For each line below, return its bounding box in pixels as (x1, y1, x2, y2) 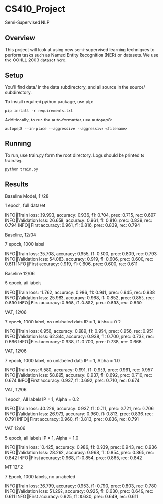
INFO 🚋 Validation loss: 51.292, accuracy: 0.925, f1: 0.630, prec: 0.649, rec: (5, 488, 154, 494)
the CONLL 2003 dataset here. (5, 57, 67, 63)
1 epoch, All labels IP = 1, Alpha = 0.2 (5, 396, 79, 402)
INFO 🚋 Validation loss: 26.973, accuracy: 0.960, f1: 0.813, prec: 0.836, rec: (5, 411, 153, 417)
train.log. (5, 158, 23, 163)
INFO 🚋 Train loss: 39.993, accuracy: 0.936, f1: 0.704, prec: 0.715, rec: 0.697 (5, 212, 156, 218)
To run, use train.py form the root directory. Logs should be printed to (5, 152, 145, 158)
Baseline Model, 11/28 (5, 193, 49, 199)
